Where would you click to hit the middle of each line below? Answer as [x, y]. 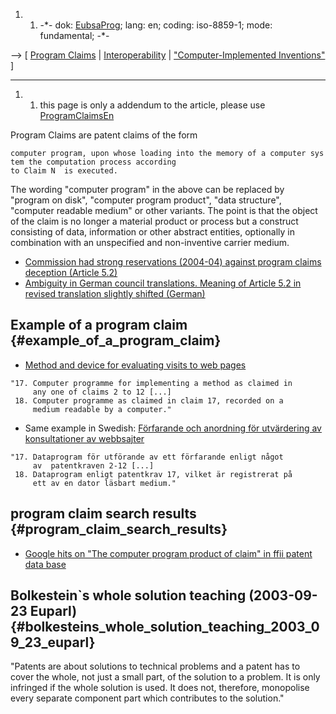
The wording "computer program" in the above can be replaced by [147, 189]
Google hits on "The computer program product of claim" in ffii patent [168, 553]
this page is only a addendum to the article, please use [152, 105]
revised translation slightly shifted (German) [115, 293]
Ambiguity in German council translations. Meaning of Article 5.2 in [163, 283]
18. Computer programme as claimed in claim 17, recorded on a [149, 400]
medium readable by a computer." [102, 409]
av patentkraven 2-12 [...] [93, 465]
